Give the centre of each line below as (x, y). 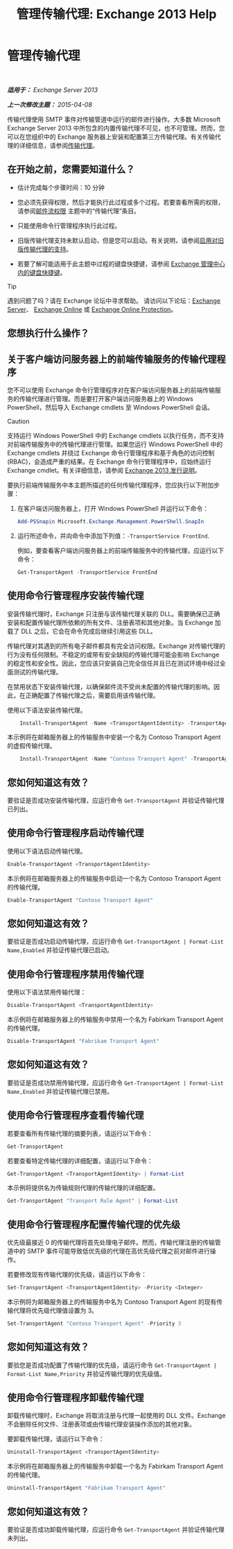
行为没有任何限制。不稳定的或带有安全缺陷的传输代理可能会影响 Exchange (113, 654)
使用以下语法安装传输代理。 (47, 710)
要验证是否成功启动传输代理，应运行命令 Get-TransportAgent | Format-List (115, 942)
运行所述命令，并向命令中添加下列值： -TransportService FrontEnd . (113, 536)
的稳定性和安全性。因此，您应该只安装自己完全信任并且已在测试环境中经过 (113, 663)
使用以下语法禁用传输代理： (47, 992)
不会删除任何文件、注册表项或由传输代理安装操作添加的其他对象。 (101, 1424)
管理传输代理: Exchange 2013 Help (116, 14)
